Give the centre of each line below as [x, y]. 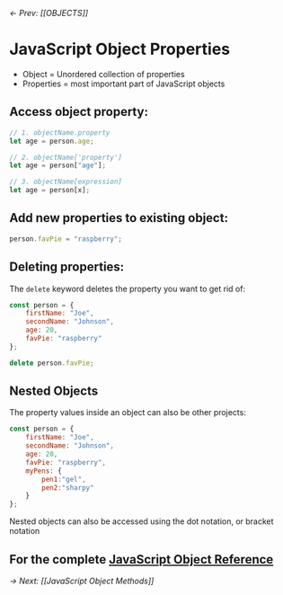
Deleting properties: [67, 267]
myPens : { [44, 471]
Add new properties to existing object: [119, 218]
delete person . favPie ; [52, 363]
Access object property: [79, 112]
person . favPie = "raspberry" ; [66, 239]
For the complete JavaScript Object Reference [141, 559]
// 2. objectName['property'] [66, 157]
